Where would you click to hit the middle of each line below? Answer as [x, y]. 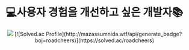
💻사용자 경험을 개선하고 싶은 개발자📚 [94, 12]
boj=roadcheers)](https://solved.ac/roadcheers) [94, 40]
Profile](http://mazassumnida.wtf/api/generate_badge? [114, 34]
